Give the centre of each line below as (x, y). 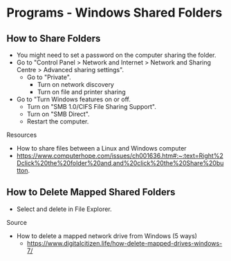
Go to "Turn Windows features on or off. (73, 99)
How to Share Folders (54, 39)
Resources (22, 135)
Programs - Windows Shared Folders (114, 13)
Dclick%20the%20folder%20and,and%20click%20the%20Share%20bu (120, 163)
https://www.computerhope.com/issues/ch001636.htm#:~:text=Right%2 (120, 155)
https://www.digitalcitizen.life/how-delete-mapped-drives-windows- (124, 243)
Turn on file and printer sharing (81, 92)
